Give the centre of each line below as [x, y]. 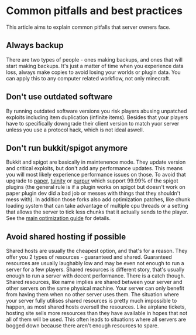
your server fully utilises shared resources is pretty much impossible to [92, 301]
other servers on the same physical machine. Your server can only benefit [95, 288]
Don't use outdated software [59, 97]
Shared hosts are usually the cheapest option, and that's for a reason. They [97, 251]
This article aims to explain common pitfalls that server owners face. [88, 27]
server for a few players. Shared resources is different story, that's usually [95, 270]
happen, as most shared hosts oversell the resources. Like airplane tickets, [96, 307]
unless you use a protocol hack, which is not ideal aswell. [75, 130]
